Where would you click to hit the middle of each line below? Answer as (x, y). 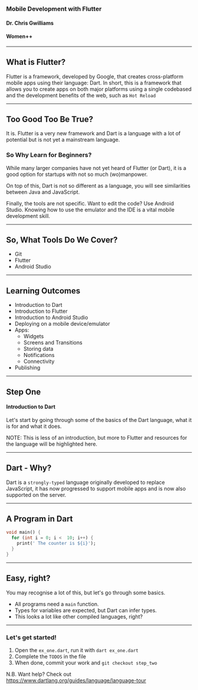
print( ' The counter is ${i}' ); (56, 544)
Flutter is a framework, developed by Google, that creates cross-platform (95, 76)
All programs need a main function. (57, 604)
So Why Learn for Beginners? (49, 155)
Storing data (38, 349)
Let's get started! (32, 637)
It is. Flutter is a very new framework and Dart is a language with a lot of (93, 133)
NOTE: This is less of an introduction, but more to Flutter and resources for (97, 437)
